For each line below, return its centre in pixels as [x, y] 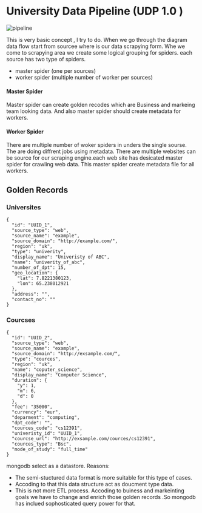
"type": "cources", [36, 359]
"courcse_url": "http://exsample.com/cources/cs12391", [84, 439]
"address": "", [31, 294]
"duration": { [29, 381]
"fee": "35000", [32, 407]
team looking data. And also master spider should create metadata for [94, 111]
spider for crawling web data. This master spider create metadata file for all [100, 165]
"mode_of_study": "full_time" [50, 450]
